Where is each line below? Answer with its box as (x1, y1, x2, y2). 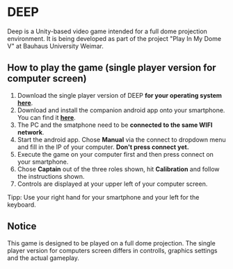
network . (17, 128, 45, 136)
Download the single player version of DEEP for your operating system (17, 91, 223, 99)
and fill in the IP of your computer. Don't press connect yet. (17, 143, 189, 151)
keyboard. (7, 200, 36, 209)
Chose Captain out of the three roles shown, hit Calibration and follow (17, 164, 220, 173)
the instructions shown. (17, 172, 85, 180)
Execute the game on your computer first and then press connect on (17, 150, 214, 158)
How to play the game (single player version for (7, 62, 217, 73)
